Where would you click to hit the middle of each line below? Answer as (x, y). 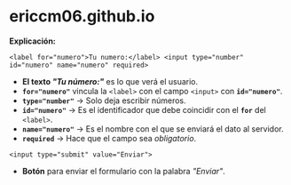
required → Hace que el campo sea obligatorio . (109, 138)
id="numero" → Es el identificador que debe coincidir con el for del (144, 109)
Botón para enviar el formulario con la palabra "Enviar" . (124, 171)
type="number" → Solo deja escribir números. (104, 101)
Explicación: (32, 41)
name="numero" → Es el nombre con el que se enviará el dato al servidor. (153, 129)
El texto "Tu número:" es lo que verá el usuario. (110, 81)
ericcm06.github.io (82, 16)
